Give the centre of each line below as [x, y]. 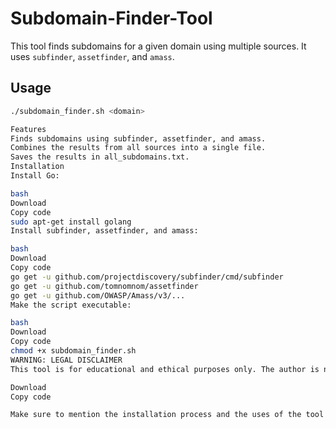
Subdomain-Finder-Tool [111, 18]
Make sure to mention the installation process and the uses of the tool [167, 415]
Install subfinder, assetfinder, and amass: [104, 231]
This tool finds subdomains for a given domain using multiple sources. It [158, 46]
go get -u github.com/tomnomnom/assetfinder [104, 286]
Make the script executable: [71, 305]
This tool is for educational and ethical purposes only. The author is [165, 369]
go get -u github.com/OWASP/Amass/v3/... [98, 295]
